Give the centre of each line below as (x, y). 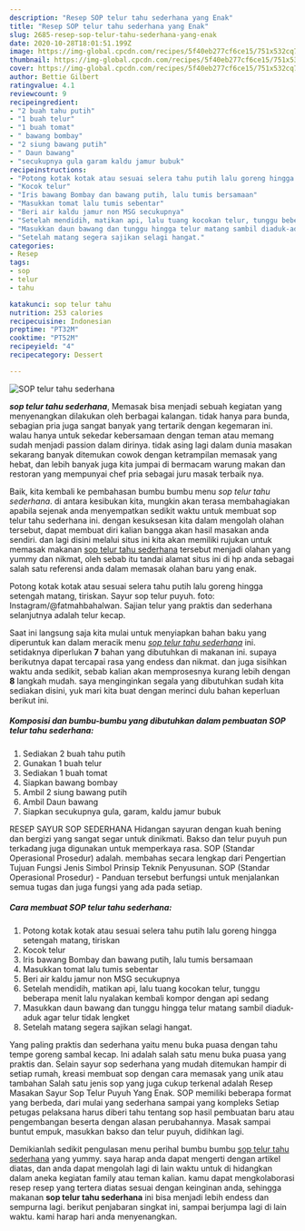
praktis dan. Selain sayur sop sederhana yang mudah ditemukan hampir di (148, 1064)
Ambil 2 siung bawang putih (75, 792)
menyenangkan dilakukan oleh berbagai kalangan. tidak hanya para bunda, (150, 416)
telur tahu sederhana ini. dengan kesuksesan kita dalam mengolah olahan (147, 520)
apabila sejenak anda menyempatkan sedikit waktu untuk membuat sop (143, 510)
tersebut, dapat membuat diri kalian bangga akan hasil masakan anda (139, 530)
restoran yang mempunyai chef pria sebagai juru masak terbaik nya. (137, 474)
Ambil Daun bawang (60, 802)
